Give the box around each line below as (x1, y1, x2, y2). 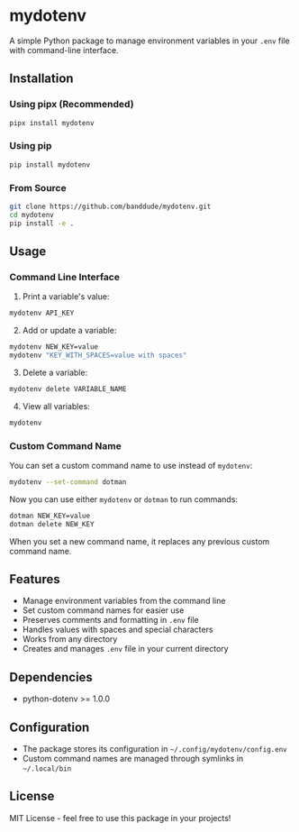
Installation (9, 71, 74, 87)
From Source (9, 181, 67, 194)
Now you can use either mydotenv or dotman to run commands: (9, 493, 239, 505)
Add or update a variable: (22, 325, 117, 336)
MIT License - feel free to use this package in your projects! (9, 812, 231, 823)
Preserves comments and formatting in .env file (22, 615, 200, 626)
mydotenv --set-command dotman (9, 477, 127, 487)
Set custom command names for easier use (22, 605, 185, 616)
